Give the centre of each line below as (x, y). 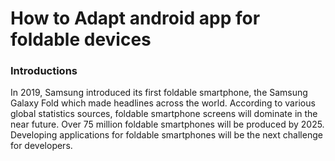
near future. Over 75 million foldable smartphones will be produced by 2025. (167, 124)
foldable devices (81, 39)
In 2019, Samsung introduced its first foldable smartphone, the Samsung (159, 93)
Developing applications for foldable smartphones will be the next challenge (166, 135)
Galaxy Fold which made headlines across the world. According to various (163, 103)
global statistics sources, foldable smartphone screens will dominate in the (164, 114)
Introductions (44, 71)
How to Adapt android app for (135, 18)
